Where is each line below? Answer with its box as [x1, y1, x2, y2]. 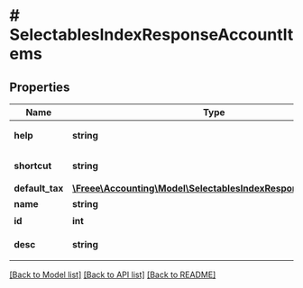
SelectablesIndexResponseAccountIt [9, 24, 294, 45]
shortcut [14, 159, 52, 172]
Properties [9, 79, 70, 94]
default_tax [14, 182, 64, 194]
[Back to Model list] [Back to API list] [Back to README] [9, 269, 216, 280]
